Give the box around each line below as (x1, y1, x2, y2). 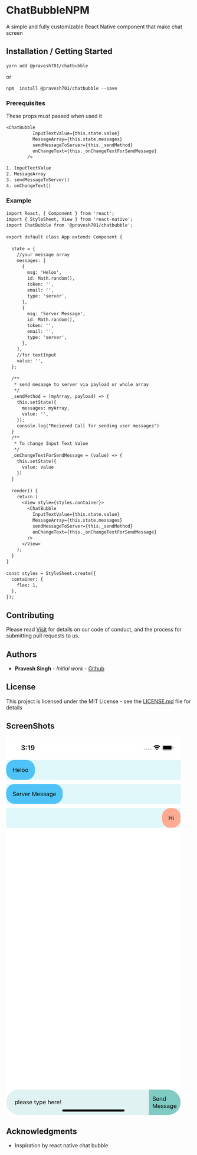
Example (6, 196, 32, 204)
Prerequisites (6, 99, 45, 107)
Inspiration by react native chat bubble (14, 1142, 109, 1149)
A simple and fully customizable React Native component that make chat (6, 23, 183, 30)
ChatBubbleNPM (6, 4, 90, 17)
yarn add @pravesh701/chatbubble (6, 63, 88, 68)
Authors (6, 649, 37, 659)
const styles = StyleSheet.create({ (6, 571, 96, 577)
